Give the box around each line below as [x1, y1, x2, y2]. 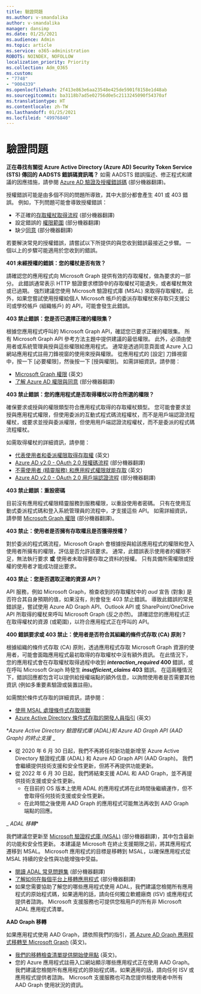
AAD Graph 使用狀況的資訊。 [14, 981, 87, 989]
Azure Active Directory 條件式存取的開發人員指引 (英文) [14, 714, 151, 721]
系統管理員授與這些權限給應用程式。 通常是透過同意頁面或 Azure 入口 [22, 343, 193, 350]
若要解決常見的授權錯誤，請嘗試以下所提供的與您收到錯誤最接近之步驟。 [6, 239, 184, 247]
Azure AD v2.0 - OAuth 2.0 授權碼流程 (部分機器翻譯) [14, 459, 145, 466]
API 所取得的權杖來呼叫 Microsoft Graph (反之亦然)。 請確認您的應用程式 [6, 610, 185, 618]
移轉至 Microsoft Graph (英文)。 [11, 939, 90, 946]
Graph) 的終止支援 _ [6, 735, 56, 742]
